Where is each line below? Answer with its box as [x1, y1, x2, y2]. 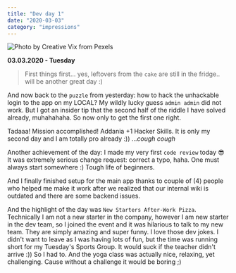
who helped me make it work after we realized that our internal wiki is [7, 184, 209, 193]
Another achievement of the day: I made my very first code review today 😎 [7, 148, 225, 157]
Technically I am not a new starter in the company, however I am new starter [7, 212, 229, 222]
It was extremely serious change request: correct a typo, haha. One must [7, 155, 220, 164]
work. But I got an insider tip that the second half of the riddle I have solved [7, 106, 226, 115]
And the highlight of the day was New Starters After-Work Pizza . [7, 205, 197, 214]
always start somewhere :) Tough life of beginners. [7, 163, 155, 172]
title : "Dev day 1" [7, 10, 65, 18]
